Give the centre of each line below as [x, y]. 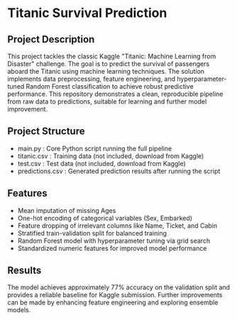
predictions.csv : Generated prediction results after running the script [119, 171]
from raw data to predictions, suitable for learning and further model [107, 101]
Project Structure [46, 132]
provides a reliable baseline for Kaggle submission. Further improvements [115, 295]
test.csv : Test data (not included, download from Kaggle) [101, 163]
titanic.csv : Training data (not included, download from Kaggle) [111, 156]
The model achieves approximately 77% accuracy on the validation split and [119, 287]
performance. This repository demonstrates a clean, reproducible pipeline [115, 94]
